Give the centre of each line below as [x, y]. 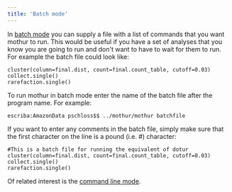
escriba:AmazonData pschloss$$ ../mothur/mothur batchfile [96, 115]
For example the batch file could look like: [68, 57]
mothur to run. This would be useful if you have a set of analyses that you [115, 41]
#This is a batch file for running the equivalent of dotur [98, 149]
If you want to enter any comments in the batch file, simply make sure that [116, 129]
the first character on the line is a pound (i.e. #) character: [92, 136]
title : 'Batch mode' [38, 14]
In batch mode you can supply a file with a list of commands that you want [116, 34]
